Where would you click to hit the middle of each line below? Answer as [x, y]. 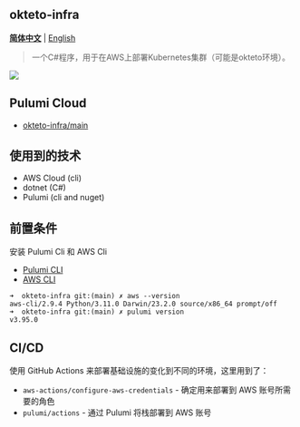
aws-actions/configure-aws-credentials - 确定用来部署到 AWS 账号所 [153, 390]
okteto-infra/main [55, 125]
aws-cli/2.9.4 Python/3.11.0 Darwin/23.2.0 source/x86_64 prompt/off [144, 304]
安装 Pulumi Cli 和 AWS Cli [58, 252]
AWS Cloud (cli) [52, 178]
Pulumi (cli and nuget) [63, 198]
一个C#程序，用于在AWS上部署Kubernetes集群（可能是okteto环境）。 [160, 57]
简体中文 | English [43, 38]
